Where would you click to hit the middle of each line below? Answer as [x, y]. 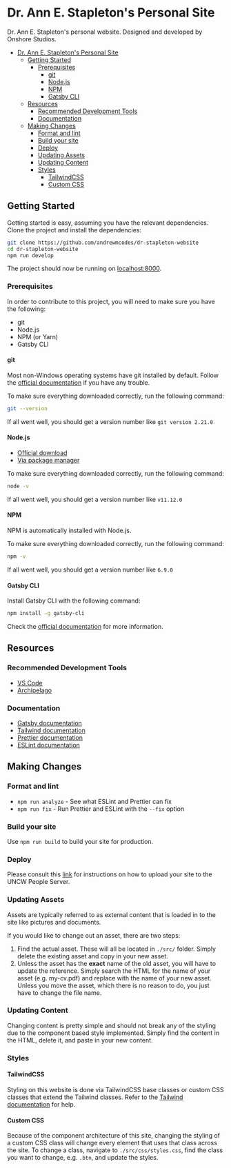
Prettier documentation [50, 737]
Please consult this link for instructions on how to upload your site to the [110, 874]
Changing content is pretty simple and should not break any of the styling [111, 1025]
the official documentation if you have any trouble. [79, 382]
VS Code [30, 683]
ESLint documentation [49, 745]
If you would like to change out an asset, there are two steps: [94, 935]
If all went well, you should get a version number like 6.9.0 [90, 570]
